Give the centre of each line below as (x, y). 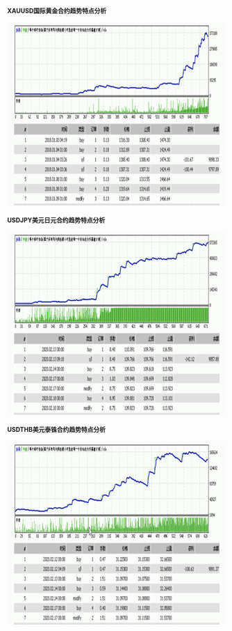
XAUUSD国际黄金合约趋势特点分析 (57, 10)
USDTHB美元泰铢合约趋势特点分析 (57, 429)
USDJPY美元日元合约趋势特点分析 (56, 220)
